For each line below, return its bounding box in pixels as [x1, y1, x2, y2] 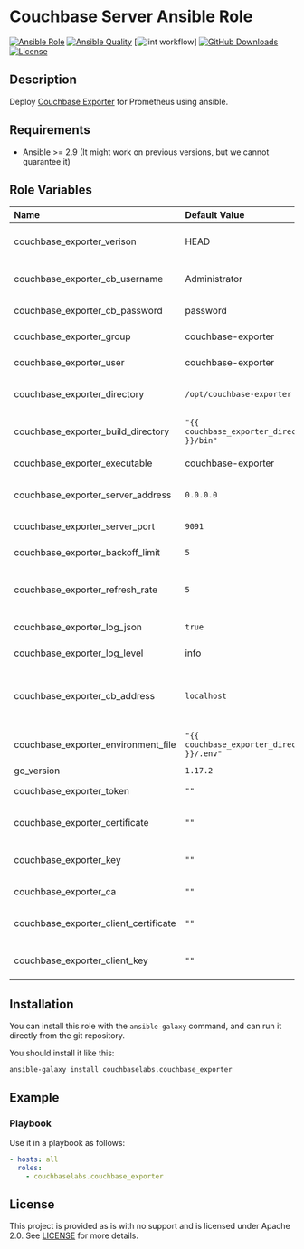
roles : [17, 1163, 43, 1172]
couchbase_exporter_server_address [14, 488, 172, 501]
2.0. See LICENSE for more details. [9, 1230, 138, 1241]
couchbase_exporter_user [14, 356, 125, 369]
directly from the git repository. [9, 1030, 125, 1041]
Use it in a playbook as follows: [9, 1137, 125, 1148]
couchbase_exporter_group [14, 330, 131, 343]
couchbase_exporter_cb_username [14, 273, 164, 286]
